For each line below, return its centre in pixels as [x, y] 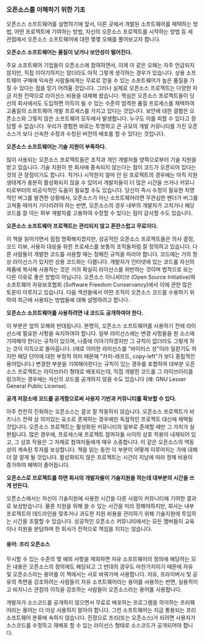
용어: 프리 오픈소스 [28, 544]
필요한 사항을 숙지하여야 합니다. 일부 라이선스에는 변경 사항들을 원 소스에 [108, 333]
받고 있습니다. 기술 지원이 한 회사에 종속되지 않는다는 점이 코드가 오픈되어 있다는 [101, 167]
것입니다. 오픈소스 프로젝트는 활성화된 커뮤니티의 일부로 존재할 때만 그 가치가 [97, 427]
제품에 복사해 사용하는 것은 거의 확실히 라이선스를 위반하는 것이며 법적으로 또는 [100, 269]
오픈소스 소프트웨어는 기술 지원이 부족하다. [56, 147]
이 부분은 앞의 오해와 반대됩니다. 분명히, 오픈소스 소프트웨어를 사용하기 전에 [96, 326]
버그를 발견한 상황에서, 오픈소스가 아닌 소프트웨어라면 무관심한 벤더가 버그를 [108, 198]
